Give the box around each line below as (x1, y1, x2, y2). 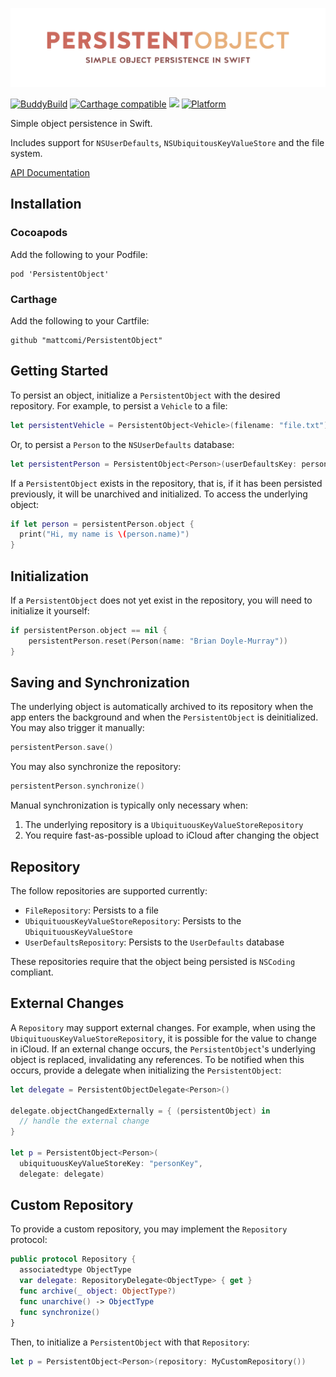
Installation (10, 196, 82, 213)
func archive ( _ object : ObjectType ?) (19, 1286, 177, 1297)
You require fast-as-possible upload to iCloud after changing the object (24, 829, 319, 842)
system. (10, 148, 43, 159)
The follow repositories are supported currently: (10, 884, 208, 897)
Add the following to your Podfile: (10, 248, 148, 260)
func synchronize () (19, 1307, 101, 1317)
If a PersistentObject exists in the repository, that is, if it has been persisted (10, 477, 323, 489)
